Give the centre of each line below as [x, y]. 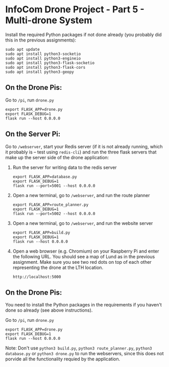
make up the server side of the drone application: [57, 157]
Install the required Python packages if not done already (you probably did [83, 34]
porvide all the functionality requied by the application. [63, 359]
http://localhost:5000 [37, 277]
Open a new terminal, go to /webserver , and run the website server [83, 223]
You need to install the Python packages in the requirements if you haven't [83, 305]
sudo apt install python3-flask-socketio [50, 63]
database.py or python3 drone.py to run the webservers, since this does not [85, 354]
